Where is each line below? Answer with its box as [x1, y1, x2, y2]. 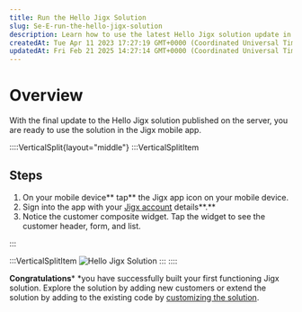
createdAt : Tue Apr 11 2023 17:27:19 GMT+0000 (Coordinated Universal [9, 38, 280, 48]
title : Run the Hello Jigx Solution [9, 13, 147, 22]
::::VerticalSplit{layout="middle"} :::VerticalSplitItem [9, 142, 200, 153]
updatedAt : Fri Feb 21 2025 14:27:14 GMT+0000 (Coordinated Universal [9, 47, 280, 56]
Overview [9, 85, 84, 106]
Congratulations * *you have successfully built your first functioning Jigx [9, 272, 280, 283]
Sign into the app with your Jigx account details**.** [22, 201, 216, 212]
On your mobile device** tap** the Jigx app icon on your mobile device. [22, 192, 289, 202]
